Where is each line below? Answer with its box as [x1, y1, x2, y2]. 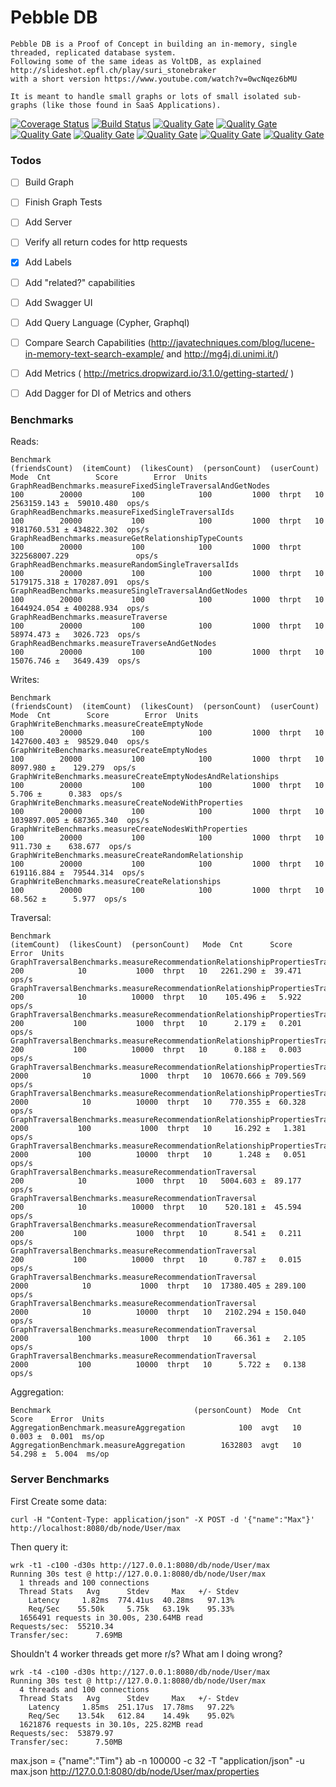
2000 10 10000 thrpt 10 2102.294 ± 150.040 [10, 1307, 307, 1318]
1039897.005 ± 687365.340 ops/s [10, 816, 150, 826]
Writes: [10, 674, 40, 686]
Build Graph [24, 176, 74, 188]
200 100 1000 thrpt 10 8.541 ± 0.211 [10, 1229, 302, 1239]
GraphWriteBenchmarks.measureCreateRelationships [10, 877, 222, 887]
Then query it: [10, 1541, 68, 1553]
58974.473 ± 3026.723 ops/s [10, 630, 141, 640]
